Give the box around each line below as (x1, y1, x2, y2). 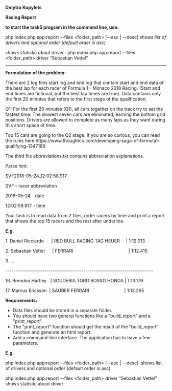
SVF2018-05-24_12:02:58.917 (5, 173, 67, 179)
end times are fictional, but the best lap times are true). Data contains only (5, 91, 161, 96)
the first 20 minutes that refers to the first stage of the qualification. (5, 96, 147, 102)
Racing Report (5, 14, 37, 20)
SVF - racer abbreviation (5, 183, 57, 189)
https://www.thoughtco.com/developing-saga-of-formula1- (35, 138, 160, 143)
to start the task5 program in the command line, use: (5, 24, 119, 30)
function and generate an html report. (12, 329, 92, 335)
